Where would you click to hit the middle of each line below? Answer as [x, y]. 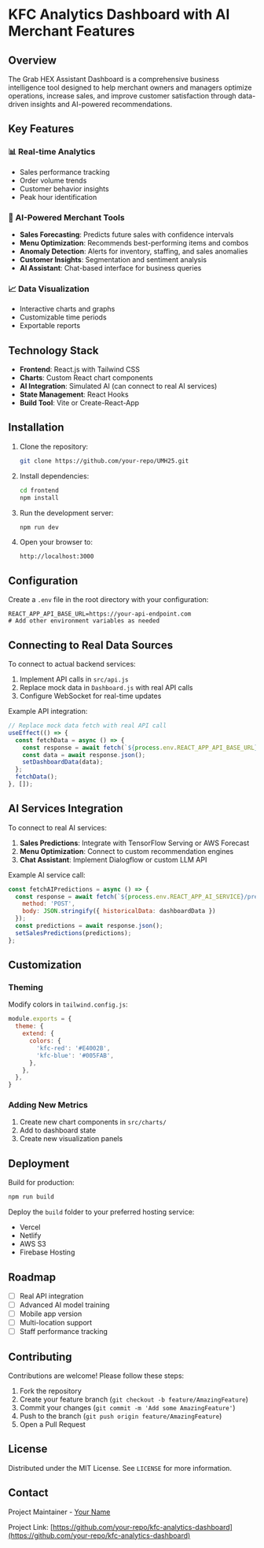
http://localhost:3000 [57, 556]
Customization [45, 965]
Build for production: [41, 1183]
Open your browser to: [56, 542]
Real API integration [51, 1295]
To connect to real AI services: [58, 827]
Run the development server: [66, 512]
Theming [26, 988]
